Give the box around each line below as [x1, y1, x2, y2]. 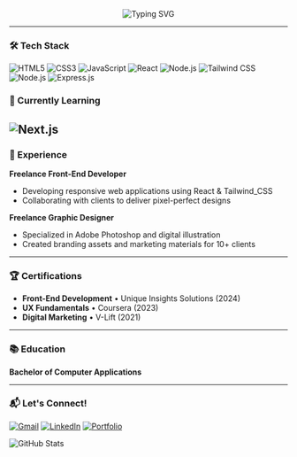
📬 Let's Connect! [9, 398, 88, 410]
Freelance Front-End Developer [9, 168, 126, 179]
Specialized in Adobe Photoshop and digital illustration [21, 229, 221, 240]
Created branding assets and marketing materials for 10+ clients [21, 238, 256, 249]
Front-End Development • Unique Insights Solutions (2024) [21, 293, 241, 304]
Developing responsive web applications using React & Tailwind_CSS [21, 185, 273, 196]
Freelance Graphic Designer [9, 212, 115, 222]
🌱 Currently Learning [9, 95, 101, 107]
